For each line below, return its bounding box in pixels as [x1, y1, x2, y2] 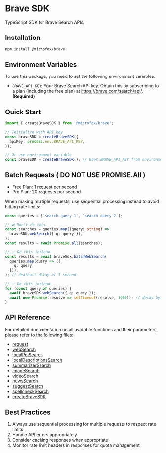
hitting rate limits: [5, 204, 41, 210]
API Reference [5, 313, 50, 322]
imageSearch [12, 367, 40, 373]
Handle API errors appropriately [12, 431, 77, 437]
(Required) [12, 93, 35, 99]
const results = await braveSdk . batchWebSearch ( [5, 254, 107, 259]
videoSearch [12, 373, 39, 378]
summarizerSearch [12, 362, 51, 368]
